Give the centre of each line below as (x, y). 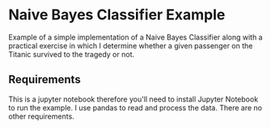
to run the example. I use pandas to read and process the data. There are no (135, 107)
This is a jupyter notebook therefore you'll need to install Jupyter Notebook (133, 99)
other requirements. (41, 116)
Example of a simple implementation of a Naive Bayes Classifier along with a (135, 37)
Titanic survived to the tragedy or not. (72, 54)
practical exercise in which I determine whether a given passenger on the (131, 45)
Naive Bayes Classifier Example (117, 15)
